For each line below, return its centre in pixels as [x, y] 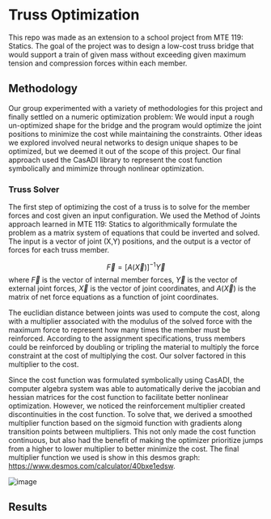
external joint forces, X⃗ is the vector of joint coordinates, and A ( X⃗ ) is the [132, 288]
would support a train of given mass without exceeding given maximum [127, 54]
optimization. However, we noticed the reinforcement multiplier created [127, 406]
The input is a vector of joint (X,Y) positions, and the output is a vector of [129, 241]
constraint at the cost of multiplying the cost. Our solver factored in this [127, 355]
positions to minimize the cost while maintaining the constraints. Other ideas [135, 134]
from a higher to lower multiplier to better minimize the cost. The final [124, 449]
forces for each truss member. [59, 250]
